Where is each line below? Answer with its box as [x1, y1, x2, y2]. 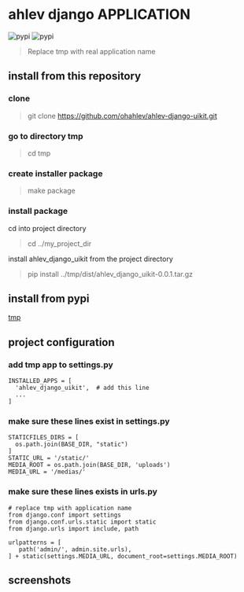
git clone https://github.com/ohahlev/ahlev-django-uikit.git [27, 111, 218, 120]
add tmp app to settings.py [8, 359, 113, 370]
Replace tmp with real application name [27, 46, 156, 56]
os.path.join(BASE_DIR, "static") [15, 440, 128, 449]
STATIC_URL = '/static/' [8, 454, 90, 462]
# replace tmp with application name [8, 504, 132, 512]
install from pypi [8, 292, 90, 305]
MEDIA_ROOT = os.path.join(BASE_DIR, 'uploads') [8, 461, 171, 469]
